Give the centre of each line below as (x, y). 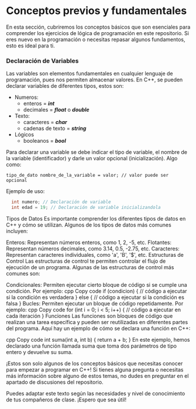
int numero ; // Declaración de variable (61, 202)
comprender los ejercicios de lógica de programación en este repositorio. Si (97, 33)
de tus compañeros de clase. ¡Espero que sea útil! (66, 400)
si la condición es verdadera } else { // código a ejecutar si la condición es (95, 297)
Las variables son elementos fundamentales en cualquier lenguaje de (90, 74)
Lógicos (24, 135)
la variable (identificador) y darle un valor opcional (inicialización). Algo (92, 159)
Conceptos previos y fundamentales (97, 11)
